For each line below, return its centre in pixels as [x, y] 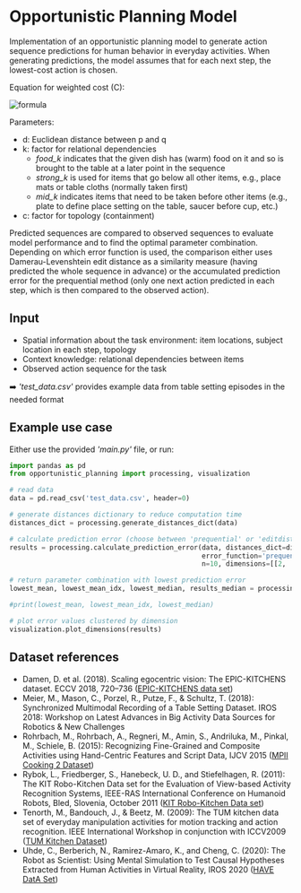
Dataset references [64, 658]
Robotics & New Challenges [73, 726]
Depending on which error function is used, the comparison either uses [141, 252]
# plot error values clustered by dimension [94, 620]
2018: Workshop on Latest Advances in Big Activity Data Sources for [149, 717]
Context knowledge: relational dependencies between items [133, 359]
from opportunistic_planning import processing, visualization [130, 474]
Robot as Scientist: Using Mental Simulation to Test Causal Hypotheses [153, 860]
